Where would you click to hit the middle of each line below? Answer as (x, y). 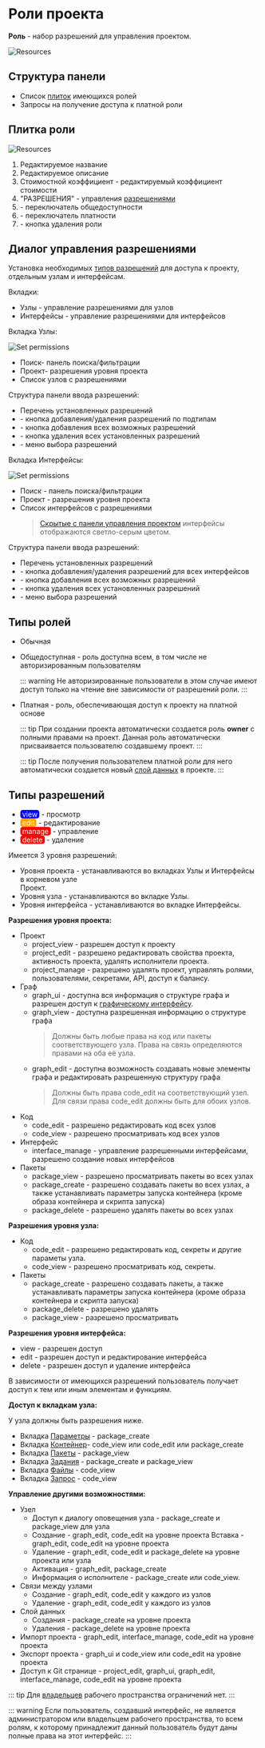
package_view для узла (71, 1527)
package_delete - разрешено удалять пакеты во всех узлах (132, 1210)
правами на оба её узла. (93, 1053)
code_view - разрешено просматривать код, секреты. (124, 1267)
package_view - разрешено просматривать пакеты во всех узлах (142, 1176)
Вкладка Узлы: (33, 332)
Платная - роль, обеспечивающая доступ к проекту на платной (129, 705)
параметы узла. (59, 1258)
